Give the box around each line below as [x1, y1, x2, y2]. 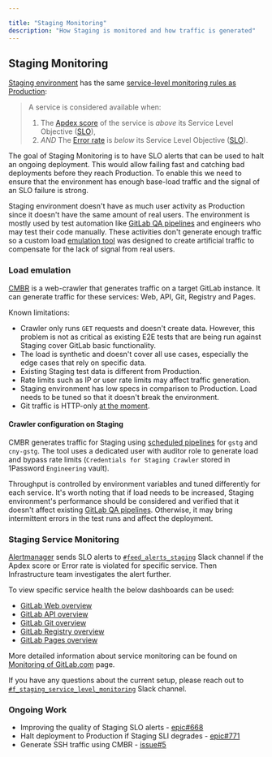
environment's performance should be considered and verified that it [8, 496, 240, 505]
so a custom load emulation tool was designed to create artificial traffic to [8, 236, 254, 246]
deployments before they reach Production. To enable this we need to [8, 168, 242, 178]
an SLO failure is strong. [8, 186, 89, 196]
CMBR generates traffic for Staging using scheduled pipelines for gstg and [8, 437, 258, 447]
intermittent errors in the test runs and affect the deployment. [8, 513, 214, 523]
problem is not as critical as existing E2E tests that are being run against [19, 332, 261, 342]
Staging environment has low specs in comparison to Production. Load [19, 383, 257, 394]
